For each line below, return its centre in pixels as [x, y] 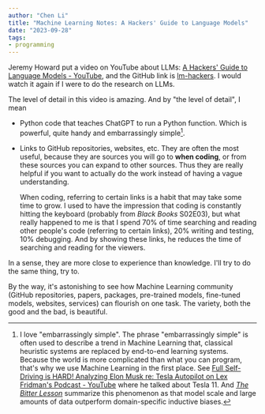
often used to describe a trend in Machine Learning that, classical [126, 342]
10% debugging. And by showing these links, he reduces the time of [131, 239]
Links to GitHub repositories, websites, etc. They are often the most [129, 148]
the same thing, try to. [44, 271]
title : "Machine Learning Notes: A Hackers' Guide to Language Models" [128, 23]
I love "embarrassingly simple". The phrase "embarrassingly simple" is [134, 334]
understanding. [44, 182]
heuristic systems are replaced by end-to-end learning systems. [124, 351]
